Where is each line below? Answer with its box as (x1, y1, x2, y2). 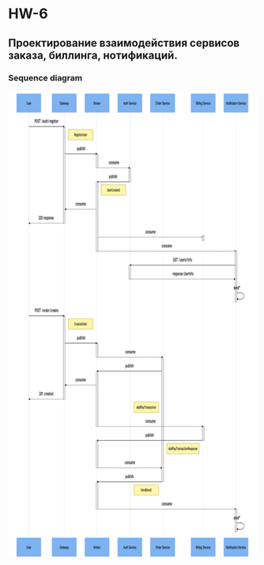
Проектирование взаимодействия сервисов (8, 36, 239, 50)
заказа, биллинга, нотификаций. (8, 48, 178, 62)
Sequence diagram (8, 72, 83, 83)
